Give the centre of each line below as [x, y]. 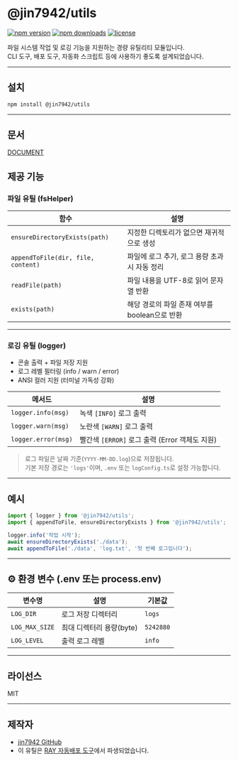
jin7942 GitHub [40, 742]
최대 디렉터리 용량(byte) [100, 628]
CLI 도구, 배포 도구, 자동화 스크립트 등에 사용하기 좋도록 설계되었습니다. [106, 56]
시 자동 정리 [146, 267]
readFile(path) [36, 285]
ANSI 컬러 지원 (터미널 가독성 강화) [66, 380]
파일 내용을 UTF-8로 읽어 [168, 281]
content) [25, 265]
